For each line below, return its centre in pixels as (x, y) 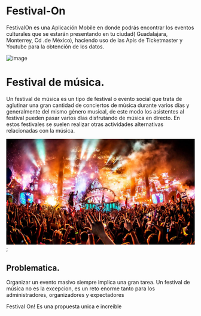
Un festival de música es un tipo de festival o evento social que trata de (94, 99)
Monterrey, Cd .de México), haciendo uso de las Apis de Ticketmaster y (95, 40)
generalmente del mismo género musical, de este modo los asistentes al (95, 111)
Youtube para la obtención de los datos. (55, 47)
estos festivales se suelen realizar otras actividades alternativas (85, 124)
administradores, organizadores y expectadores (65, 295)
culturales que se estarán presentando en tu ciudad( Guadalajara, (87, 33)
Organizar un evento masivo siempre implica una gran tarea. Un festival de (98, 283)
